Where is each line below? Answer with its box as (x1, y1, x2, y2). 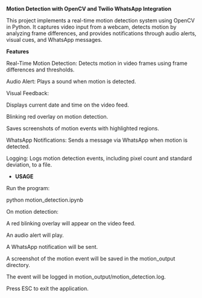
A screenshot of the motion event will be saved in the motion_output (6, 255, 175, 262)
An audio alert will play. (6, 231, 65, 239)
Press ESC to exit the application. (6, 285, 89, 292)
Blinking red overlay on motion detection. (6, 113, 109, 120)
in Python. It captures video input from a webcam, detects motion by (6, 24, 177, 30)
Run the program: (6, 185, 50, 191)
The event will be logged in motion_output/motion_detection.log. (6, 273, 166, 280)
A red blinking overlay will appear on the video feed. (6, 220, 136, 227)
